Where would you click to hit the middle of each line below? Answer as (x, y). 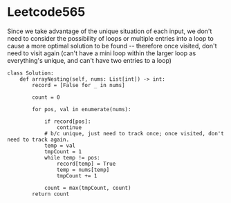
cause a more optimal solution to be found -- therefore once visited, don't (112, 46)
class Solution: (30, 73)
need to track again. (38, 139)
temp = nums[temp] (83, 170)
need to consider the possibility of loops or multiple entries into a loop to (111, 38)
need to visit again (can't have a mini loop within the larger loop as (102, 53)
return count (51, 194)
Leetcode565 (46, 12)
